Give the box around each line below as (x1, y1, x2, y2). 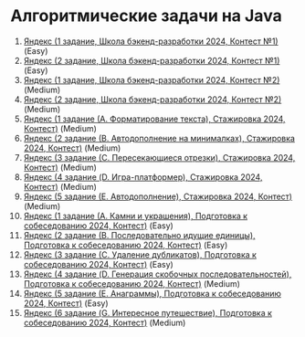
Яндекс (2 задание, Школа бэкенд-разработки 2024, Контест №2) (23, 93, 282, 105)
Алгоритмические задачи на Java (10, 5, 282, 26)
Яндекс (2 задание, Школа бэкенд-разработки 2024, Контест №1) (23, 55, 280, 66)
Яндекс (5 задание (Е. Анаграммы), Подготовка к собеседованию (23, 288, 282, 299)
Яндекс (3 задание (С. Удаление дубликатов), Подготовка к (23, 248, 257, 260)
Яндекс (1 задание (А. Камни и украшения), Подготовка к (23, 210, 248, 221)
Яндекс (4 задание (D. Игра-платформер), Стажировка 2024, (23, 171, 263, 183)
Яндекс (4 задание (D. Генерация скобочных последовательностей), (23, 269, 292, 279)
